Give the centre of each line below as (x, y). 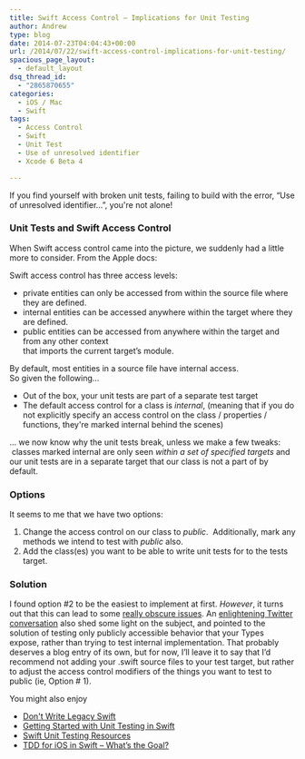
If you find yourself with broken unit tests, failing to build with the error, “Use (152, 195)
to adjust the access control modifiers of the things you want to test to (141, 672)
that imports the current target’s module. (98, 350)
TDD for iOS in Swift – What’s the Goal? (96, 745)
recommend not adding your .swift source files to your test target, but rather (152, 662)
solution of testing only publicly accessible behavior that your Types (137, 633)
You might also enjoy (49, 699)
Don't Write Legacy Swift (69, 716)
